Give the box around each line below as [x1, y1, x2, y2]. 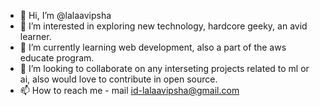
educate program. [19, 52, 95, 64]
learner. [19, 31, 52, 42]
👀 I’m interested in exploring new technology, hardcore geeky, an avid [19, 20, 308, 32]
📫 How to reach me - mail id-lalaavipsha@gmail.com [19, 85, 240, 96]
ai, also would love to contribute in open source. [19, 73, 218, 85]
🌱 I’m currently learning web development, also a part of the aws [19, 41, 287, 53]
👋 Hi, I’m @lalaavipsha [19, 10, 112, 21]
